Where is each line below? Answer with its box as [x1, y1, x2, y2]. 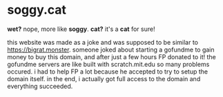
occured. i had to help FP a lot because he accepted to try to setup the [7, 67, 209, 76]
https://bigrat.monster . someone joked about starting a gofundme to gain [7, 45, 215, 54]
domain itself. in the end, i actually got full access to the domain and [7, 74, 201, 83]
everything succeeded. [7, 82, 73, 90]
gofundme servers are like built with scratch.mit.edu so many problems [7, 60, 210, 68]
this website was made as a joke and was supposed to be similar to [7, 38, 199, 46]
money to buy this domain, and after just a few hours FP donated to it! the [7, 52, 216, 61]
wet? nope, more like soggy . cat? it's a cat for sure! [7, 25, 155, 33]
